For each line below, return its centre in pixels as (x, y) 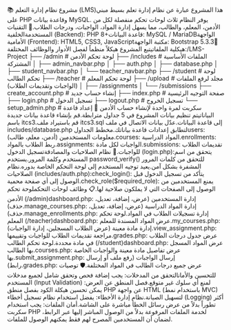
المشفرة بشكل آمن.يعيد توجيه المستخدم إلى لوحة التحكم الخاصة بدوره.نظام (104, 166)
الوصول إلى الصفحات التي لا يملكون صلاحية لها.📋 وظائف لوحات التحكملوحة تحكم (111, 189)
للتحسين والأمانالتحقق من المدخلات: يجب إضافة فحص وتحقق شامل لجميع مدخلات (112, 275)
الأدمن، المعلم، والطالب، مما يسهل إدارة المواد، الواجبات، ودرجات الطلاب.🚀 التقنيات (114, 27)
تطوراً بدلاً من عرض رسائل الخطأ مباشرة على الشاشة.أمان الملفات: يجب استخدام (111, 304)
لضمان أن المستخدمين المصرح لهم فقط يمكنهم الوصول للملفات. (90, 319)
